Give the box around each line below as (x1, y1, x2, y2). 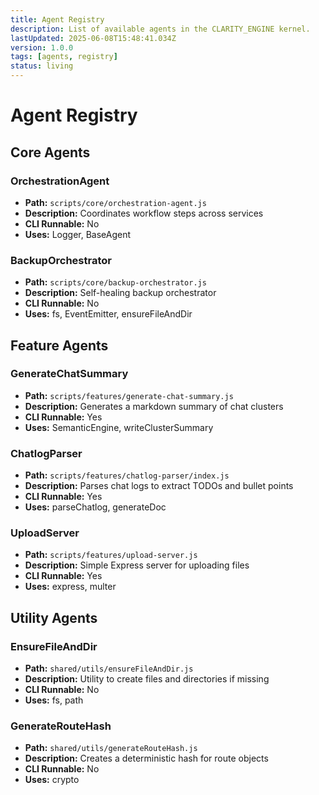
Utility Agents (10, 609, 98, 626)
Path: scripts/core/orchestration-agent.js (24, 196, 207, 208)
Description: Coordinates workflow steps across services (24, 207, 264, 219)
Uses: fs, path (24, 694, 84, 706)
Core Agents (10, 144, 91, 161)
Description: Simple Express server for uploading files (24, 559, 250, 571)
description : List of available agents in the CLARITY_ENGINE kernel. (10, 24, 311, 34)
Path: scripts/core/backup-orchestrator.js (24, 276, 207, 288)
